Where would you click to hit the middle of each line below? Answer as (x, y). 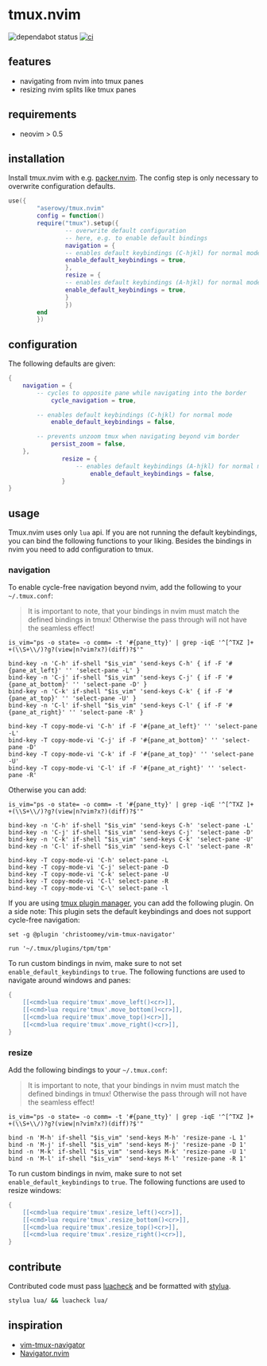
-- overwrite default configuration (126, 230)
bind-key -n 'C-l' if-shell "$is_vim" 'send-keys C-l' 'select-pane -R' (131, 846)
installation (37, 158)
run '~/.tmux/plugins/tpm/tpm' (60, 949)
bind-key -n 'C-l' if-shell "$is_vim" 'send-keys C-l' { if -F (115, 706)
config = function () (71, 216)
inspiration (36, 1326)
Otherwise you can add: (47, 790)
